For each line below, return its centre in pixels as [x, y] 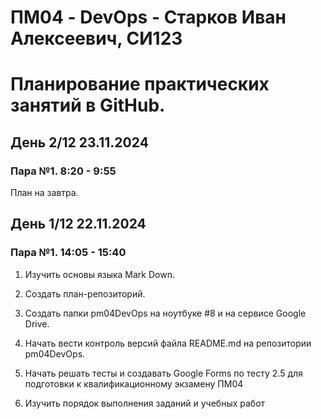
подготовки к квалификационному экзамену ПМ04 [134, 383]
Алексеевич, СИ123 [96, 38]
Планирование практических [140, 84]
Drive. [37, 323]
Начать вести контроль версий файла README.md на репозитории [168, 343]
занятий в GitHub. [88, 105]
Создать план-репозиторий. [85, 293]
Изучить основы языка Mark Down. [99, 274]
